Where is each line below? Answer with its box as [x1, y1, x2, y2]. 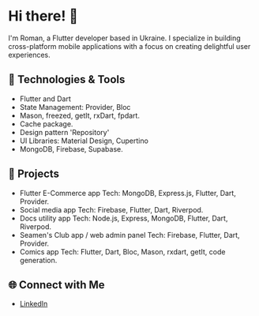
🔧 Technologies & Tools [8, 73, 126, 86]
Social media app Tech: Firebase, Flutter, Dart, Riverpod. [19, 205, 204, 214]
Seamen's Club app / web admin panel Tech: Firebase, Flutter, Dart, [19, 230, 240, 239]
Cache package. [19, 118, 73, 129]
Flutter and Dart [19, 94, 71, 103]
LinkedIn [19, 299, 48, 309]
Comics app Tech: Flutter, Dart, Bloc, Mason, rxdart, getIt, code [19, 246, 226, 256]
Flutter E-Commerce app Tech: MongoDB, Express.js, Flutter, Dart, [19, 188, 237, 197]
